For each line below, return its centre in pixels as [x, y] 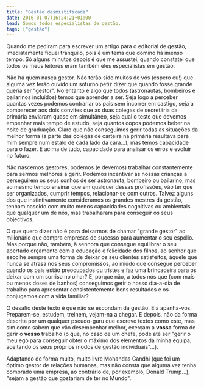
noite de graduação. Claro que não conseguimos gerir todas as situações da [102, 130]
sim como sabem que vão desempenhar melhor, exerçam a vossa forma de [101, 328]
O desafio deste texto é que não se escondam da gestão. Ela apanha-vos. [99, 308]
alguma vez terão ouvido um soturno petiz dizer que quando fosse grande [100, 84]
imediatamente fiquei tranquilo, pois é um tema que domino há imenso [95, 53]
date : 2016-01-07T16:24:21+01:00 [49, 18]
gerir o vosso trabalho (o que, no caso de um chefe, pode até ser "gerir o [98, 334]
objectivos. [20, 219]
